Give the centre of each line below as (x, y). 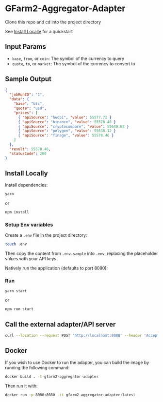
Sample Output (28, 79)
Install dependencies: (26, 185)
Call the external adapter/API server (60, 324)
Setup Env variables (29, 225)
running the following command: (37, 367)
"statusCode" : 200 (28, 153)
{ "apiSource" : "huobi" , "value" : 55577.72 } (65, 117)
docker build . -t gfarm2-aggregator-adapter (52, 376)
